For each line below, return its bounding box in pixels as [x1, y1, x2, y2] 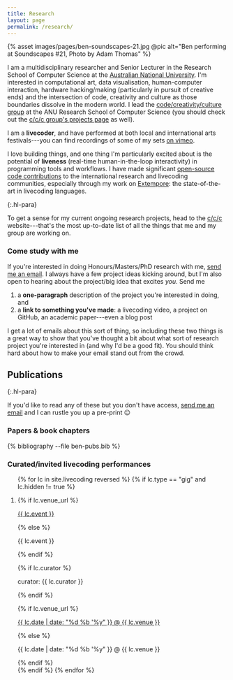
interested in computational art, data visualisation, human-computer [7, 78, 202, 87]
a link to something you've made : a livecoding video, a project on [17, 305, 208, 314]
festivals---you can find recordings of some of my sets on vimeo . [7, 136, 195, 145]
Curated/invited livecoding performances [7, 459, 151, 469]
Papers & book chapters [7, 426, 91, 435]
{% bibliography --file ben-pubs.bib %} [7, 442, 121, 450]
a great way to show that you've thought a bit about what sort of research [7, 333, 219, 342]
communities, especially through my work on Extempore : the [7, 180, 182, 188]
